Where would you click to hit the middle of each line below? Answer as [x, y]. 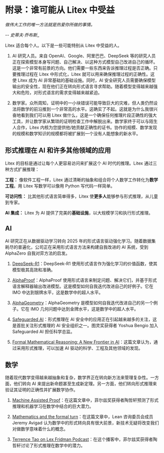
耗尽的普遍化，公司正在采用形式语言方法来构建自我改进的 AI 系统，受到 [77, 247]
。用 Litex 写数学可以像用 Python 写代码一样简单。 [64, 186]
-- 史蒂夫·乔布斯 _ [22, 35]
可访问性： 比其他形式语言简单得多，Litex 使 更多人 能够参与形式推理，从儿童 [82, 196]
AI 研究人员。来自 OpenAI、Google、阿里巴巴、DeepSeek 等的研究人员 [84, 56]
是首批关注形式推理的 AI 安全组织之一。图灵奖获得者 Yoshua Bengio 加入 [85, 325]
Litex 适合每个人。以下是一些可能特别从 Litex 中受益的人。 [63, 45]
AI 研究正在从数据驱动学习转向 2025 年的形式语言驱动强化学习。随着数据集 [81, 241]
